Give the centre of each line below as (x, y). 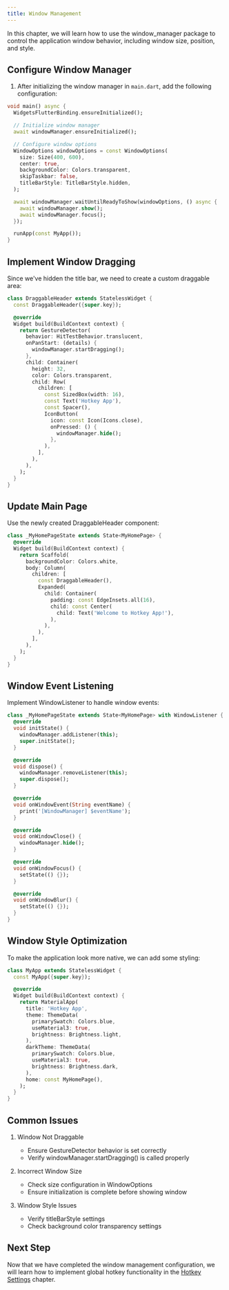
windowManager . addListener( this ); (69, 735)
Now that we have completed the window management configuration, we (111, 1264)
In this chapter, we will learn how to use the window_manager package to (111, 33)
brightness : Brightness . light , (77, 1034)
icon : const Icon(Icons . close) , (97, 420)
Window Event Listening (60, 686)
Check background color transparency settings (94, 1226)
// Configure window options (55, 144)
